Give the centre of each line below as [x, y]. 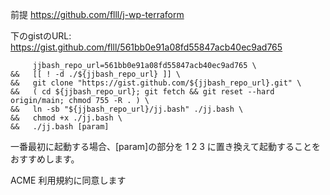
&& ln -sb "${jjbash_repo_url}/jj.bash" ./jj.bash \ [127, 109]
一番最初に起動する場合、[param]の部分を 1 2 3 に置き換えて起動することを [166, 146]
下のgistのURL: [41, 36]
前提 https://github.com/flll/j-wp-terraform [97, 14]
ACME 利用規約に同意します [68, 180]
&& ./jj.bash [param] [60, 127]
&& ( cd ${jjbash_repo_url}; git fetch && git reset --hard [142, 92]
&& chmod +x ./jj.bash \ [66, 118]
